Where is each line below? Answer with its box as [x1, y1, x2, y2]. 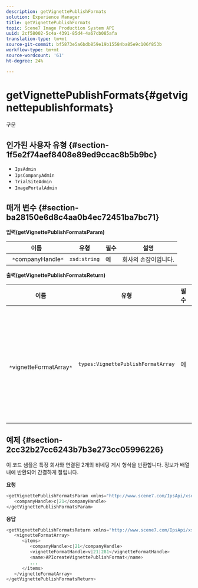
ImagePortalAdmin [14, 185, 58, 191]
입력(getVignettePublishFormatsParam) [6, 229, 105, 236]
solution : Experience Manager [6, 14, 81, 20]
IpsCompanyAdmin [14, 173, 55, 179]
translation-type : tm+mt [6, 36, 67, 42]
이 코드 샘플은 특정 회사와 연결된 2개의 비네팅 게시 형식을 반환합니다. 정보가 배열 [6, 461, 190, 468]
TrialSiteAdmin [14, 179, 52, 185]
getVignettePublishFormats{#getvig [6, 88, 189, 102]
